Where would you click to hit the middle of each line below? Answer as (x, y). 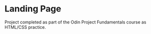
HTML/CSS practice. (25, 27)
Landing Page (33, 9)
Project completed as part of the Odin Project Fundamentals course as (75, 22)
